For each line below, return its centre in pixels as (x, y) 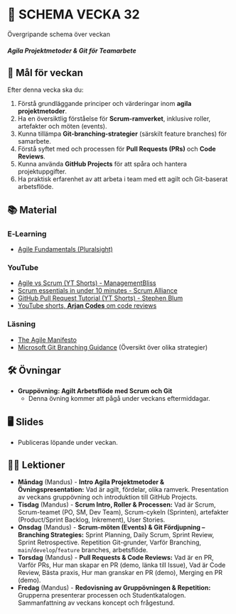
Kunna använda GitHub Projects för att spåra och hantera (102, 164)
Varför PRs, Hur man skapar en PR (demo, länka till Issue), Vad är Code (122, 565)
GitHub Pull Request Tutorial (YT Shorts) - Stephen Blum (100, 298)
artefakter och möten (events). (62, 126)
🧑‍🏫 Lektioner (36, 465)
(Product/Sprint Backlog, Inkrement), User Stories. (91, 520)
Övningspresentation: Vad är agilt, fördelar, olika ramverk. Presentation (123, 490)
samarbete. (34, 141)
